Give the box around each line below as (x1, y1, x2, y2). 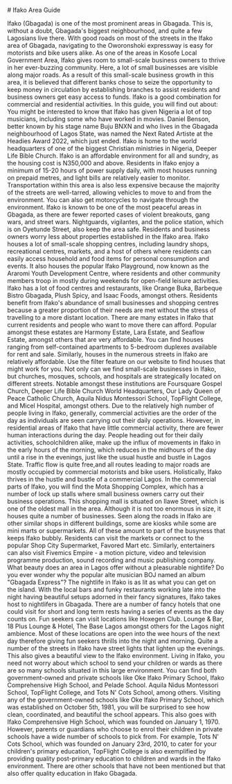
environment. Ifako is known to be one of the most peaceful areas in (7, 203, 202, 211)
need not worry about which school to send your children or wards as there (7, 659, 223, 667)
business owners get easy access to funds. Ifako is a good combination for (7, 93, 222, 101)
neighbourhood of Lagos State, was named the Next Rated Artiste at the (7, 129, 213, 138)
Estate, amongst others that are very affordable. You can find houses (7, 336, 204, 343)
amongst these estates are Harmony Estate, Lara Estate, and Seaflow (7, 328, 205, 336)
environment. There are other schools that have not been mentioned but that (7, 762, 226, 770)
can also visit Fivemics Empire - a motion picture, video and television (7, 549, 206, 556)
